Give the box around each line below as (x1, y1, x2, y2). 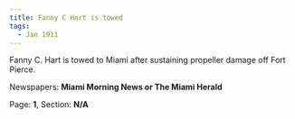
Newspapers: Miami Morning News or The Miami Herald (9, 82, 224, 93)
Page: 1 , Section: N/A (9, 99, 89, 110)
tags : (9, 22, 30, 31)
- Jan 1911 (17, 30, 59, 39)
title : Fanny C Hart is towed (9, 13, 124, 23)
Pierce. (9, 64, 36, 75)
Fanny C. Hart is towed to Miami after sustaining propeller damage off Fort (9, 55, 287, 66)
